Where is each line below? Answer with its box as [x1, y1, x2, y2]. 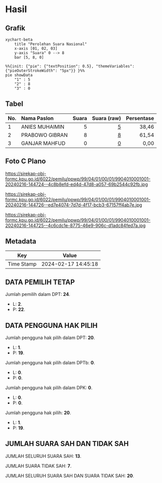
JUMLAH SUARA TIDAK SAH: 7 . [5, 463, 72, 469]
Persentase [126, 115, 154, 122]
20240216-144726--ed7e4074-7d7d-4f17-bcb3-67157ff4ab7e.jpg [5, 202, 143, 208]
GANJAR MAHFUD [21, 139, 66, 146]
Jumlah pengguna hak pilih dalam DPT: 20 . [5, 335, 95, 341]
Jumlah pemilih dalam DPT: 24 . [5, 291, 70, 298]
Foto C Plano [5, 157, 46, 166]
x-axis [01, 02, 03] [14, 46, 58, 51]
